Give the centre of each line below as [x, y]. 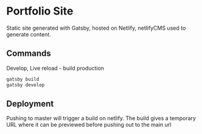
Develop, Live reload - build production [55, 68]
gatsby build [23, 79]
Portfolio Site [40, 11]
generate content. [29, 34]
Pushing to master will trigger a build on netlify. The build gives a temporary [101, 118]
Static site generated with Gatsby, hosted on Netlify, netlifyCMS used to [96, 28]
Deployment [30, 103]
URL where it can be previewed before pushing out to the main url [89, 125]
